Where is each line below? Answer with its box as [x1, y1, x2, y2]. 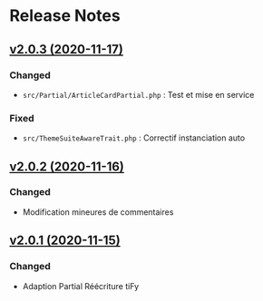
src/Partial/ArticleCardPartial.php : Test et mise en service [22, 89, 255, 100]
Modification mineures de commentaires [22, 206, 174, 218]
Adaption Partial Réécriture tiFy [22, 280, 140, 291]
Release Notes [9, 5, 121, 26]
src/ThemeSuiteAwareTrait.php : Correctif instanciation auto [22, 132, 246, 143]
